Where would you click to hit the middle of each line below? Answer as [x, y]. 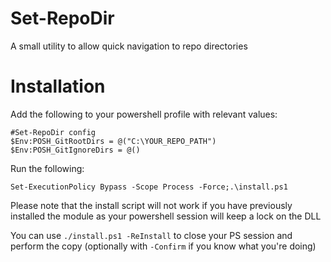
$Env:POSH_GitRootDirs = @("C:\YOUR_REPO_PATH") [113, 141]
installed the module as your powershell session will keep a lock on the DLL [166, 216]
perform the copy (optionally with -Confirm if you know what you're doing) [163, 246]
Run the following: [47, 168]
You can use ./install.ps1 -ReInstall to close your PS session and [151, 235]
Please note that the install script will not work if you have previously [151, 205]
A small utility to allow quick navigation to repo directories [129, 46]
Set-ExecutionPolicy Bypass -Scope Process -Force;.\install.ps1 [149, 187]
